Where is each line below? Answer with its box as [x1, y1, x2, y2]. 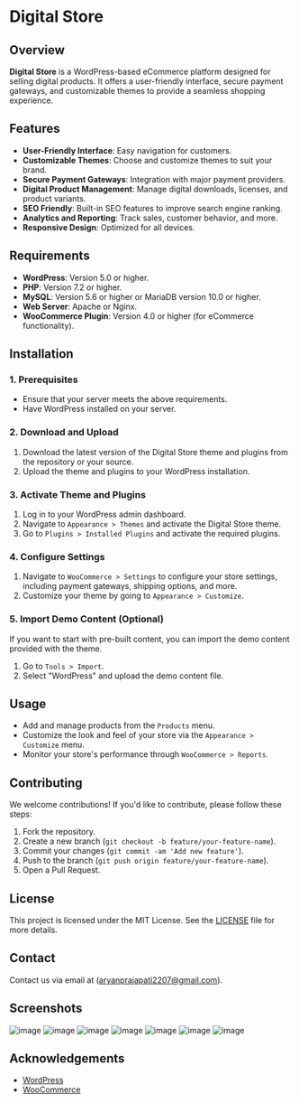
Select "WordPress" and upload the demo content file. [22, 670, 224, 681]
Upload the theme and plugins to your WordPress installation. [22, 465, 250, 476]
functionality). [22, 320, 75, 331]
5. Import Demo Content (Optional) [9, 612, 164, 625]
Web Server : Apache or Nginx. [22, 301, 138, 312]
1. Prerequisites [9, 373, 78, 386]
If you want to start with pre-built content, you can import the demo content [9, 633, 290, 644]
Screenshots [9, 1001, 83, 1016]
